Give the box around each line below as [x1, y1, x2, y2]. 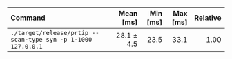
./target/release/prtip [10, 29, 89, 36]
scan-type [10, 36, 43, 43]
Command [10, 13, 46, 23]
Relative [194, 13, 222, 23]
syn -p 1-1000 [46, 36, 93, 43]
